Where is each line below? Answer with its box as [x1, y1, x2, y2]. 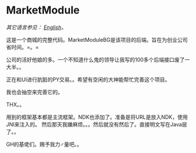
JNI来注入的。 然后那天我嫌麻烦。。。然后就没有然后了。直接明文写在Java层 [6, 121, 187, 128]
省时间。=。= [6, 44, 39, 51]
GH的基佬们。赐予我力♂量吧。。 [6, 141, 82, 148]
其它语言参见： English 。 [6, 24, 67, 31]
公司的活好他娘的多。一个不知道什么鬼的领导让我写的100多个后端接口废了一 [6, 56, 190, 63]
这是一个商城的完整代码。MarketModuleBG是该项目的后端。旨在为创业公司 [6, 36, 188, 43]
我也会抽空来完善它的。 [6, 88, 63, 95]
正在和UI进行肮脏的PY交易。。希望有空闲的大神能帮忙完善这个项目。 [6, 76, 171, 83]
